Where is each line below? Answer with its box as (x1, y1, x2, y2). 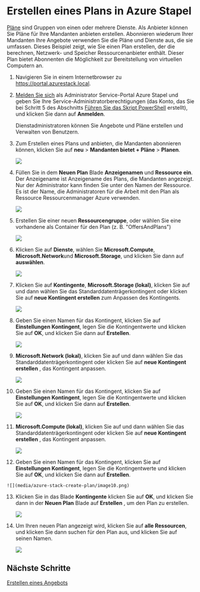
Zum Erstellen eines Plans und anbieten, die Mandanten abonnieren (15, 140, 181, 147)
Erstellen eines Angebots (7, 579, 68, 586)
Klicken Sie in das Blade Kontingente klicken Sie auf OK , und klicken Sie (15, 493, 193, 500)
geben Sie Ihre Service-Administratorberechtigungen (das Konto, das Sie (15, 97, 195, 105)
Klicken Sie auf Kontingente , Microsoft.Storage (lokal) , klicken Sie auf (15, 281, 190, 289)
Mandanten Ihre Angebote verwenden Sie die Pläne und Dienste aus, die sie (7, 36, 193, 44)
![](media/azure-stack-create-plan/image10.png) (7, 482, 130, 488)
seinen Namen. (15, 535, 53, 542)
